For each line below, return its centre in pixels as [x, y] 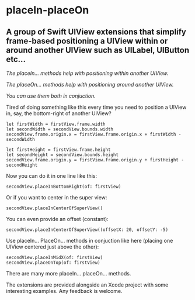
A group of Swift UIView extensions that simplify [96, 32]
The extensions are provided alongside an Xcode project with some [87, 285]
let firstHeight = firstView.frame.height [58, 150]
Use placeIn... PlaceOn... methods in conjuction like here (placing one [90, 241]
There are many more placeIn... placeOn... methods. [69, 273]
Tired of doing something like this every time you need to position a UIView [96, 107]
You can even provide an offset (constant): [58, 219]
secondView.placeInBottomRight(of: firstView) [64, 187]
